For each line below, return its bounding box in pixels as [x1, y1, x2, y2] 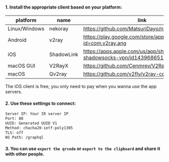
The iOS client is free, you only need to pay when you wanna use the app [5, 84, 157, 90]
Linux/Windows [8, 25, 45, 32]
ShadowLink [49, 51, 79, 58]
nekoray [49, 25, 69, 32]
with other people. [5, 151, 45, 157]
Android [8, 37, 27, 44]
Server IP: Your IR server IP [5, 111, 69, 117]
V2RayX [49, 62, 69, 69]
